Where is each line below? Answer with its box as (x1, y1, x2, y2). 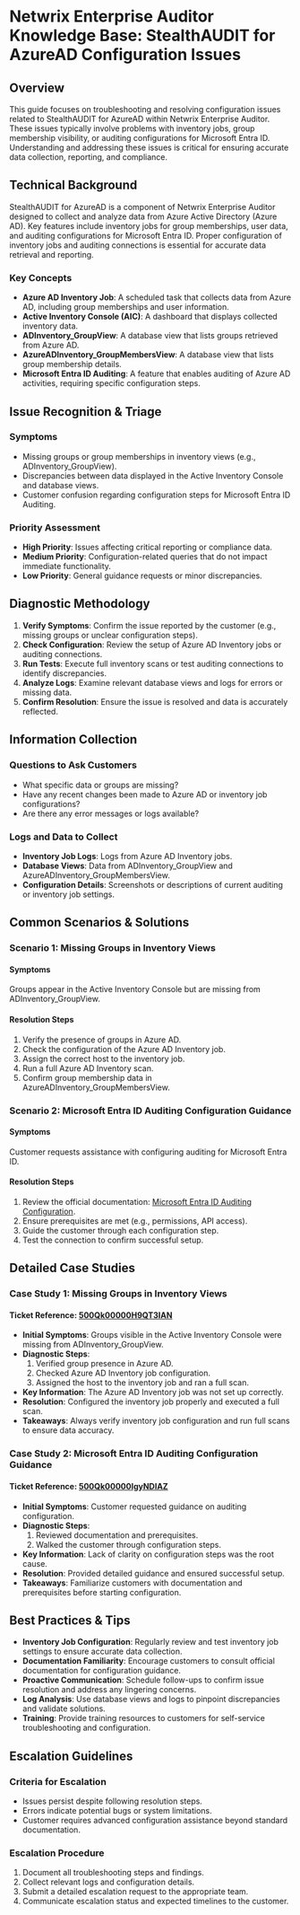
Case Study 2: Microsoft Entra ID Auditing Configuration (9, 1447, 259, 1460)
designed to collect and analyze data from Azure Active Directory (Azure (9, 211, 278, 222)
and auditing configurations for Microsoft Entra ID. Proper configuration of (9, 230, 282, 241)
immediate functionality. (21, 561, 112, 572)
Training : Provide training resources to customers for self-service (21, 1713, 266, 1724)
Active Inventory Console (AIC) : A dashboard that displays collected (21, 312, 278, 322)
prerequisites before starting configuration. (21, 1586, 182, 1597)
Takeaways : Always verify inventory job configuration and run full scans (21, 1416, 290, 1427)
